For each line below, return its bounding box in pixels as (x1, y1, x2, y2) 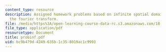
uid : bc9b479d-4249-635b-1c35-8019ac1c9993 (5, 40, 96, 45)
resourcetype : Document (5, 30, 54, 35)
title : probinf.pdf (5, 35, 45, 40)
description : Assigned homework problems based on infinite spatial (5, 12, 149, 17)
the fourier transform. (9, 16, 58, 21)
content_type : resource (5, 7, 54, 12)
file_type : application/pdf (5, 26, 63, 31)
